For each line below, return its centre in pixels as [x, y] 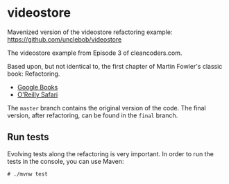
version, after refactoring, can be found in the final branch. [93, 115]
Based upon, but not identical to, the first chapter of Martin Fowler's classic [115, 66]
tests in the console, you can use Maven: [66, 161]
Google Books [37, 87]
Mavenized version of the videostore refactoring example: [90, 32]
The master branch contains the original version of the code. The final [107, 108]
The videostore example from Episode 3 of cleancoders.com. [95, 53]
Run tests [28, 137]
